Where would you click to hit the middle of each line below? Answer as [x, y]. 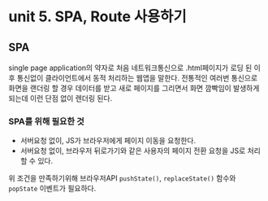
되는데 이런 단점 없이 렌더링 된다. [61, 98]
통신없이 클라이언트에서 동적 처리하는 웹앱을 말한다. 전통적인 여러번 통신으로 [137, 78]
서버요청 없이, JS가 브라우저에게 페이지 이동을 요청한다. [108, 141]
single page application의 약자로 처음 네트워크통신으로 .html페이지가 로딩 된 [130, 68]
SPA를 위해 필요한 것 [47, 121]
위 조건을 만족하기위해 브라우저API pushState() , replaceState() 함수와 [122, 178]
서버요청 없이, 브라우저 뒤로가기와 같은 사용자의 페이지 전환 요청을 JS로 [133, 151]
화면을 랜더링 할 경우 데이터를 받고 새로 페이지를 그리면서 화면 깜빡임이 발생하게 [134, 88]
